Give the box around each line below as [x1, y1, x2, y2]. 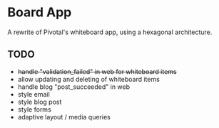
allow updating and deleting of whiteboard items [17, 75, 161, 83]
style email [17, 90, 50, 98]
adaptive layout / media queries [17, 112, 111, 121]
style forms [17, 105, 51, 114]
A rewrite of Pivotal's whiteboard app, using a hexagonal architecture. [7, 28, 213, 36]
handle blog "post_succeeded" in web [17, 82, 131, 91]
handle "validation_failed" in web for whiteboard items [17, 67, 177, 75]
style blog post [17, 97, 62, 106]
